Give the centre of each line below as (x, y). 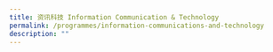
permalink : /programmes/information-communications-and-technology (137, 26)
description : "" (39, 33)
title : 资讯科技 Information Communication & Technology (114, 17)
